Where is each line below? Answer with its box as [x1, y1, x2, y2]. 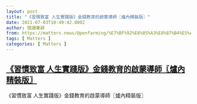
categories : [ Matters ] [6, 41, 67, 47]
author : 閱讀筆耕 [6, 25, 45, 31]
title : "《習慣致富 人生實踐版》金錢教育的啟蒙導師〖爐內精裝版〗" [6, 14, 151, 20]
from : [6, 30, 19, 36]
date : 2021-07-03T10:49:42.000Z [6, 19, 85, 25]
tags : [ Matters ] [6, 36, 51, 41]
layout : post [6, 8, 38, 15]
